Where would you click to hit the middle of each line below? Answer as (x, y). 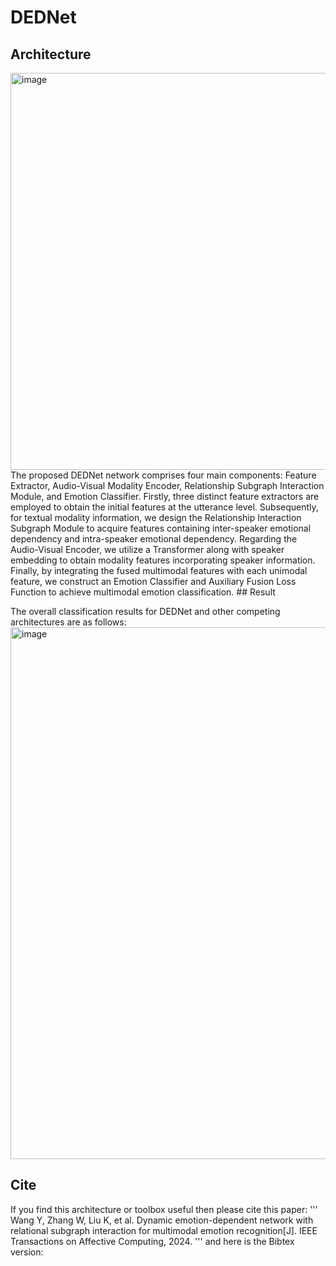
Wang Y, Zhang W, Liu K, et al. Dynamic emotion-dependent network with (162, 1220)
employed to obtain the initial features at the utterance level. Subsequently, (164, 507)
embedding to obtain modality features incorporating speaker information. (163, 560)
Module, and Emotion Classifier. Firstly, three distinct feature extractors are (165, 496)
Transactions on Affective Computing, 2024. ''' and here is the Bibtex (152, 1241)
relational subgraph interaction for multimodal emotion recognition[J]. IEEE (164, 1230)
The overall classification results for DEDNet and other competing (145, 611)
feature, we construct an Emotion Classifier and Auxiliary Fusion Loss (153, 581)
